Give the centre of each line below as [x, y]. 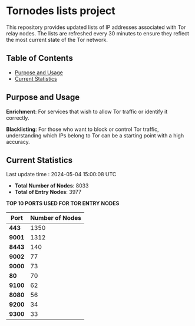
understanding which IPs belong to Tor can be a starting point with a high [95, 135]
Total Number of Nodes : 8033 [52, 186]
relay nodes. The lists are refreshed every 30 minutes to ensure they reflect [98, 33]
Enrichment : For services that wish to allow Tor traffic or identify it [87, 111]
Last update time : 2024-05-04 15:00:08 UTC [61, 174]
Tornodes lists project [61, 11]
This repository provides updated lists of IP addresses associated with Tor [96, 27]
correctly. [18, 118]
